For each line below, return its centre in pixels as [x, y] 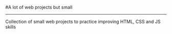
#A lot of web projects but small [39, 7]
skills [11, 27]
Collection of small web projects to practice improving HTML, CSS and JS [83, 21]
